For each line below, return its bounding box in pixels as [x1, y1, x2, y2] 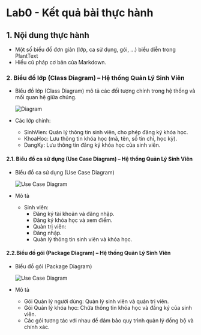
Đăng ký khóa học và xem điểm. [32, 217, 113, 224]
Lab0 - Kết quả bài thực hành [6, 6, 154, 20]
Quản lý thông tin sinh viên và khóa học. [32, 235, 133, 243]
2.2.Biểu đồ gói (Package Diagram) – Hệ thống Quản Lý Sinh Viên [6, 250, 171, 257]
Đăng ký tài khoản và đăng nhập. [32, 210, 115, 217]
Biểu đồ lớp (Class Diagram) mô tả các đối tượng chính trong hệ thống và [14, 87, 196, 94]
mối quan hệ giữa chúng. [14, 94, 77, 101]
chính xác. [23, 323, 50, 330]
